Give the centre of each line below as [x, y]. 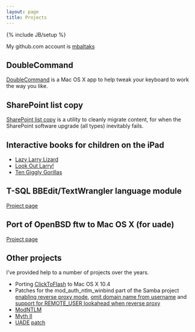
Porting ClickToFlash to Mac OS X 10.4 [63, 284]
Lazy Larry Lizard [37, 159]
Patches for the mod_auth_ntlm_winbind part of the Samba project [97, 290]
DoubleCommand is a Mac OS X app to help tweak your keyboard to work [98, 80]
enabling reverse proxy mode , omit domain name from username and [101, 297]
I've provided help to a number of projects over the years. [78, 272]
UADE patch [30, 322]
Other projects [34, 258]
